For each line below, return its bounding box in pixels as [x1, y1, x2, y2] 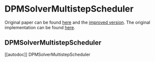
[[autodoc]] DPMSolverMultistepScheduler [4, 51, 91, 57]
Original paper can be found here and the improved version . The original [4, 19, 150, 25]
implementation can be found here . [4, 24, 75, 30]
